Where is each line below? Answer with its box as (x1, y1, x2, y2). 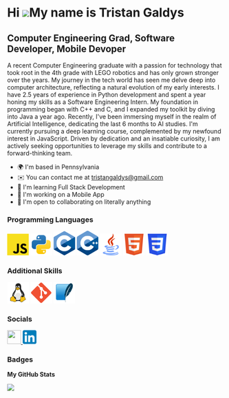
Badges (7, 355, 33, 364)
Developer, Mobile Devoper (7, 43, 127, 54)
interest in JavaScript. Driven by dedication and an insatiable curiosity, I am (7, 134, 221, 143)
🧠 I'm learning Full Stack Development (17, 183, 125, 191)
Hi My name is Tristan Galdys (7, 5, 184, 21)
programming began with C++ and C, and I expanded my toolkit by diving (7, 105, 215, 113)
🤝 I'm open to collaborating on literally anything (17, 198, 151, 206)
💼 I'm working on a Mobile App (17, 191, 105, 198)
